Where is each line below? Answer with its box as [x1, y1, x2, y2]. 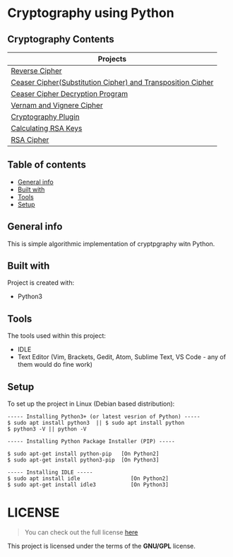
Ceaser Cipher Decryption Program [11, 89, 129, 98]
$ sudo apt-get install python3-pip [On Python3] [7, 457, 160, 464]
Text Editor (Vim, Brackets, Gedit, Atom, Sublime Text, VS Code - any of [17, 353, 226, 361]
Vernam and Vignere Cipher [11, 100, 104, 110]
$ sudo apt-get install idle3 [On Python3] [7, 481, 169, 488]
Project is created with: [7, 278, 75, 287]
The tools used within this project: [7, 332, 106, 340]
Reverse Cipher [11, 66, 62, 76]
